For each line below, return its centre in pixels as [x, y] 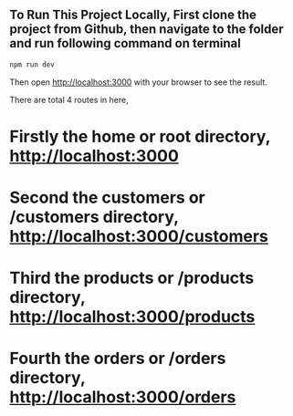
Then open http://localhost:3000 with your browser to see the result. [138, 82]
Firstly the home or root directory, [140, 136]
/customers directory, [94, 217]
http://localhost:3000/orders [123, 397]
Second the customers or [107, 198]
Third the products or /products [132, 278]
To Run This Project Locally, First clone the [133, 15]
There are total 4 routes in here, [69, 99]
